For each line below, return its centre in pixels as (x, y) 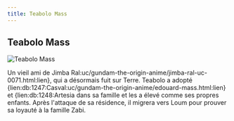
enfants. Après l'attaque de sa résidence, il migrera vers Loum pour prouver (117, 103)
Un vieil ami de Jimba (39, 73)
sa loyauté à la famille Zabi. (47, 110)
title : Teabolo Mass (38, 14)
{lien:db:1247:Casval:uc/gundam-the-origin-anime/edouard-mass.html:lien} (117, 88)
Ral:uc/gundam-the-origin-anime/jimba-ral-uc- (139, 73)
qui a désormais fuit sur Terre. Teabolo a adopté (123, 80)
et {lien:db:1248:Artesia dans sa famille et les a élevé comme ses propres (113, 95)
